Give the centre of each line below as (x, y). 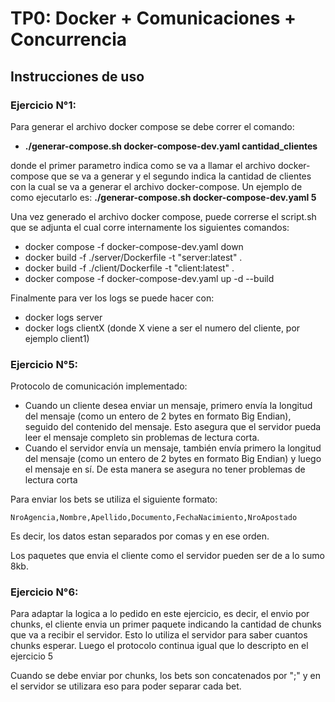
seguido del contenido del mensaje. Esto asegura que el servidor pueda (173, 427)
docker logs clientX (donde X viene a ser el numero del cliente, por (162, 328)
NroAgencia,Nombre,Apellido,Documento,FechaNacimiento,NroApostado (154, 518)
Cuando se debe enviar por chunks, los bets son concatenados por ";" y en (165, 676)
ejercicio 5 (32, 656)
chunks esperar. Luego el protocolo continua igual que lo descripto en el (159, 646)
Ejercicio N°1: (43, 105)
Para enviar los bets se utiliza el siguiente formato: (114, 499)
